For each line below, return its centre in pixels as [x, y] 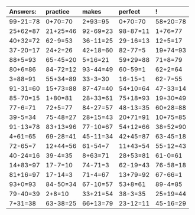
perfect [130, 11]
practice [58, 11]
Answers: [23, 11]
